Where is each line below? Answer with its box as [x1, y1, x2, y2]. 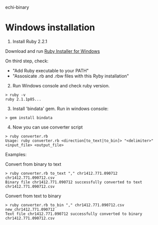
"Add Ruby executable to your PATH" [12, 67, 89, 73]
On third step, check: [5, 58, 49, 64]
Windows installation [5, 22, 95, 33]
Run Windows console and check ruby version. [12, 82, 110, 88]
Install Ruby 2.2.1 [12, 38, 48, 44]
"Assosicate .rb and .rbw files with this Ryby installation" [12, 73, 129, 79]
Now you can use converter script [12, 124, 83, 130]
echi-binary [5, 5, 29, 10]
